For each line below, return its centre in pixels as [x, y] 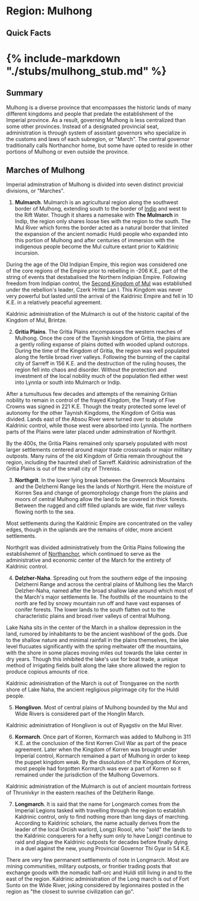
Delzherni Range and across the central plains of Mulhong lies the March [104, 584]
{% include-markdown [63, 58]
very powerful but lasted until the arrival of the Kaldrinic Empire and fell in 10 [99, 296]
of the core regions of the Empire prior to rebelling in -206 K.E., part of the [97, 271]
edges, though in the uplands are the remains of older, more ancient [89, 530]
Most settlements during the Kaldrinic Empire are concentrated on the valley [99, 523]
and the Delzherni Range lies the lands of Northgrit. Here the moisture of [104, 487]
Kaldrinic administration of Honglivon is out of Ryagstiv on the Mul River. [94, 725]
